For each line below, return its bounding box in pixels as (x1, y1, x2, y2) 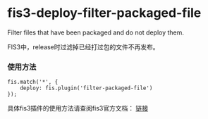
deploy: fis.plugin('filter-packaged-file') (20, 84, 153, 92)
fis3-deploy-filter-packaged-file (7, 5, 202, 21)
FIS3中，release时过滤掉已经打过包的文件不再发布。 (7, 42, 159, 51)
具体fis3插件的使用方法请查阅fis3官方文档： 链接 (7, 104, 149, 113)
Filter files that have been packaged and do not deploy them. (7, 28, 185, 37)
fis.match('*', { (7, 79, 59, 86)
